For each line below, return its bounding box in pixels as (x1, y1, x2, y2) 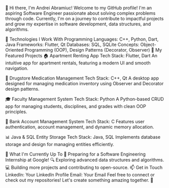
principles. (5, 109, 27, 115)
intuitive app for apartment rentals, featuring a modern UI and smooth (5, 60, 151, 66)
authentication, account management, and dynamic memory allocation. (5, 124, 154, 130)
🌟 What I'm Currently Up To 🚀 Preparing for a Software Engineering (5, 151, 146, 157)
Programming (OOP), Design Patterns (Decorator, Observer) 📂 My (24, 47, 162, 53)
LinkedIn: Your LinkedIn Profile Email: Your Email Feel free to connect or (5, 172, 155, 177)
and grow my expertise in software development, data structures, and (5, 21, 151, 27)
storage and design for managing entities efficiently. (5, 141, 114, 147)
